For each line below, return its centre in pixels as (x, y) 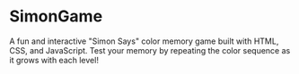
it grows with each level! (54, 60)
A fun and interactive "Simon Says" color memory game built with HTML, (144, 41)
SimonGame (56, 16)
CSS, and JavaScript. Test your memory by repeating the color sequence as (150, 50)
